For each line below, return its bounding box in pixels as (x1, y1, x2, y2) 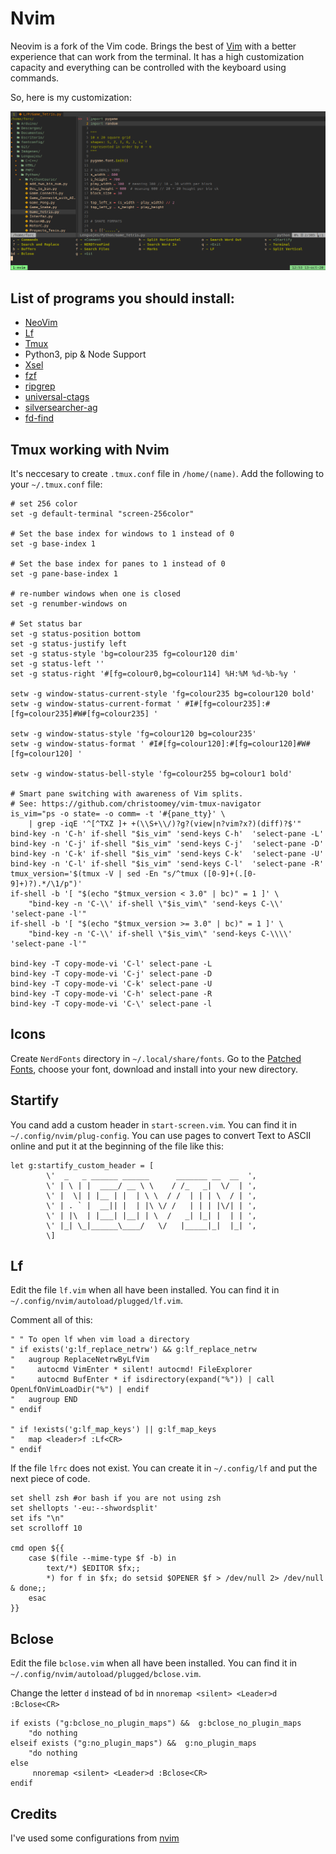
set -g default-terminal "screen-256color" (10, 509, 195, 519)
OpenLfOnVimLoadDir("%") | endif (10, 1385, 150, 1395)
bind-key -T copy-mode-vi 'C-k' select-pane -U (10, 979, 213, 989)
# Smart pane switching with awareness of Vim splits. (10, 789, 244, 799)
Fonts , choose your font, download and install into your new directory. (10, 1063, 299, 1075)
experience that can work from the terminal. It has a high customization (10, 50, 305, 62)
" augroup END (10, 1395, 78, 1405)
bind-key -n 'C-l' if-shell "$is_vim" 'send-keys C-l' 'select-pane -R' (10, 859, 325, 869)
